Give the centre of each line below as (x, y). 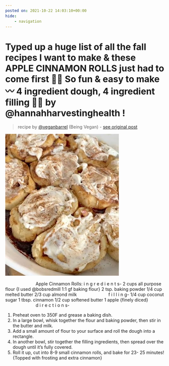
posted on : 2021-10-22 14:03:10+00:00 (46, 11)
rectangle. (23, 337)
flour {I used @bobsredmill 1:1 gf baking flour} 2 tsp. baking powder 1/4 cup (84, 289)
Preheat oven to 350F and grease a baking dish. (62, 315)
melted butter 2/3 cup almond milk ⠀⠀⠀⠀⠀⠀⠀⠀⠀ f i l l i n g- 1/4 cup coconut (84, 294)
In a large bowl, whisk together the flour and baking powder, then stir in (87, 321)
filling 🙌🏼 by (31, 102)
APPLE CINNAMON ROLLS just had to (85, 68)
